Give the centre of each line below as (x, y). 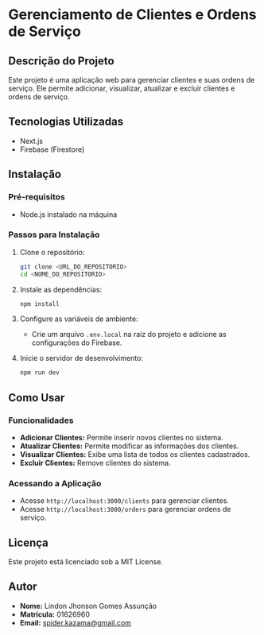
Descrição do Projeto (61, 61)
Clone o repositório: (52, 252)
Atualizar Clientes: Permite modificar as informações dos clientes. (129, 446)
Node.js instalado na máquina (68, 214)
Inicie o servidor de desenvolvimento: (81, 358)
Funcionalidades (41, 420)
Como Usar (37, 398)
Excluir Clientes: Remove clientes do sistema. (95, 463)
